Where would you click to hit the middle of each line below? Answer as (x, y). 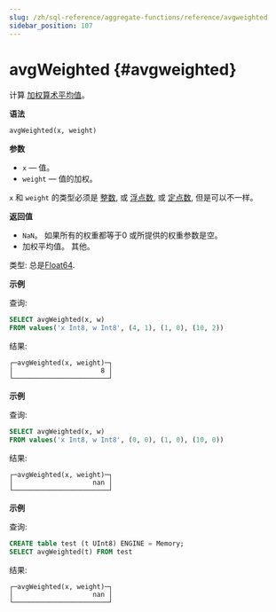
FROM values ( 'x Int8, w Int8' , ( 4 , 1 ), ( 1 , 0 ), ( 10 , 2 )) (117, 328)
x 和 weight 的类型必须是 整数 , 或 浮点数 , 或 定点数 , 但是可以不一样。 (134, 198)
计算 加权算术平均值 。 (49, 95)
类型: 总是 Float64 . (42, 265)
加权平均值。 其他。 (58, 247)
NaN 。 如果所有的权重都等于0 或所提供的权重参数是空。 (122, 235)
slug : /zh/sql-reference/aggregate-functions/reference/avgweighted (138, 17)
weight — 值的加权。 (59, 179)
